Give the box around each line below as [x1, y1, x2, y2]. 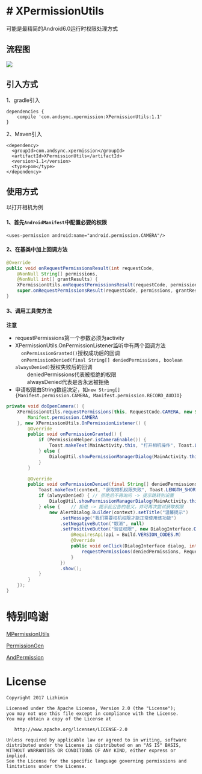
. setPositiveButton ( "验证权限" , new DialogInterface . [60, 526, 194, 532]
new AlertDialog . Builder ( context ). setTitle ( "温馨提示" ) [49, 509, 189, 515]
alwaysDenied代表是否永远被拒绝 [26, 379, 109, 386]
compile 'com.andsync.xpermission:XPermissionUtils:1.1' [17, 113, 163, 120]
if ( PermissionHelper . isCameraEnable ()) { [38, 437, 147, 443]
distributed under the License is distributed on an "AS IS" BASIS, [6, 742, 182, 748]
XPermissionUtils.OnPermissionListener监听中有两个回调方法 [14, 342, 166, 349]
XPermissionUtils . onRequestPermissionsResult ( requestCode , [17, 282, 168, 288]
